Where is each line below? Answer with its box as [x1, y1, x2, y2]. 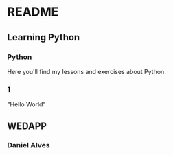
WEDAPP [7, 120, 47, 132]
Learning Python [7, 32, 80, 43]
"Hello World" [7, 100, 46, 108]
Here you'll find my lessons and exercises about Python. [7, 67, 166, 75]
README [7, 4, 59, 20]
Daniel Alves [7, 141, 50, 150]
